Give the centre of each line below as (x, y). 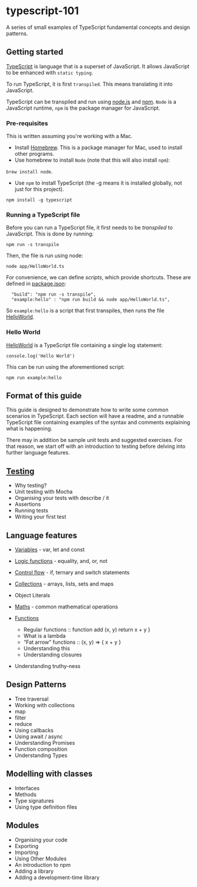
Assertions (28, 504)
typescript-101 (42, 11)
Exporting (27, 846)
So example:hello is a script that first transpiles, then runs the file (85, 310)
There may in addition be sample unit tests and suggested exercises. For (94, 440)
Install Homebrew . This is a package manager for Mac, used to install (98, 148)
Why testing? (31, 486)
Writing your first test (40, 517)
